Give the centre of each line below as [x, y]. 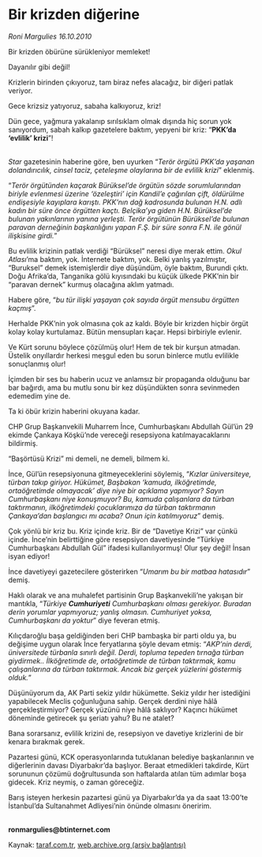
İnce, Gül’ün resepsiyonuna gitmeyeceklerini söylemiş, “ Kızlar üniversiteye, [130, 473]
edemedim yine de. [39, 395]
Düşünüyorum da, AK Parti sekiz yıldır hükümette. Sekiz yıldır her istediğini [129, 693]
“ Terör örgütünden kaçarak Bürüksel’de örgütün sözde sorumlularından [125, 185]
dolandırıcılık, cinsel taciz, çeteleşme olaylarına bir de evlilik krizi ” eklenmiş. [131, 170]
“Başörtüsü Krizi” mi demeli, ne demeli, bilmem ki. [89, 458]
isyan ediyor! [29, 556]
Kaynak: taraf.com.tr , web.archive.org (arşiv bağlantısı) [97, 844]
